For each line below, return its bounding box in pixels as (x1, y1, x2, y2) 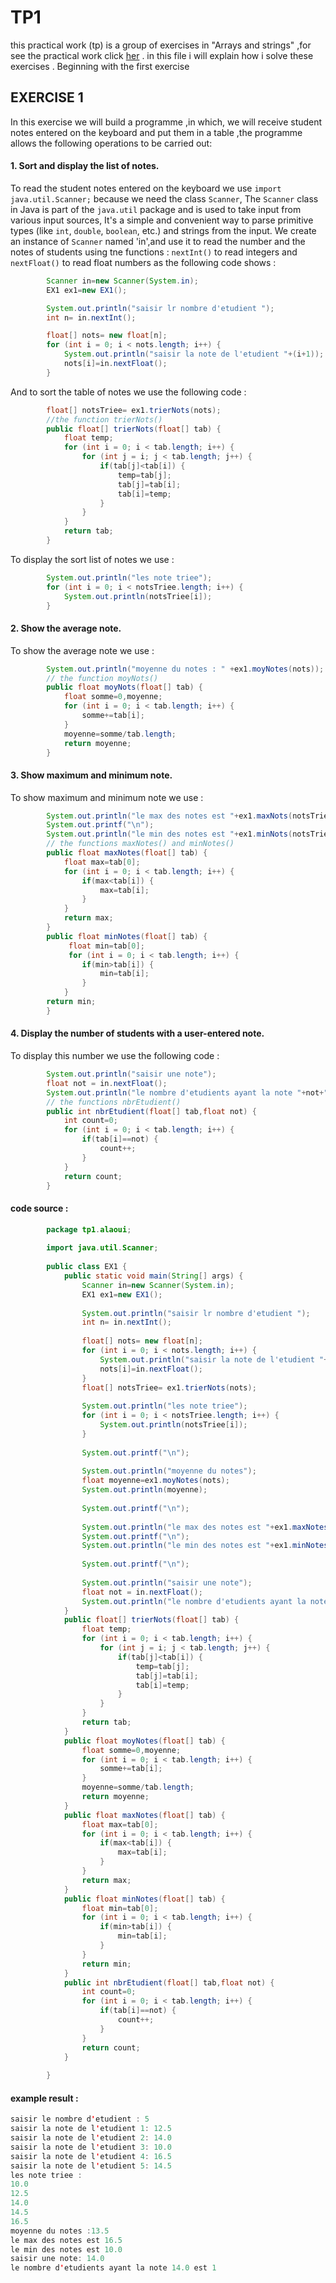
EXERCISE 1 (10, 89, 84, 106)
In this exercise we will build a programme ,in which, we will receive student (10, 116, 323, 128)
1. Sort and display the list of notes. (10, 160, 160, 172)
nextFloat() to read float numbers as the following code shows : (10, 256, 277, 268)
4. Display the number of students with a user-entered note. (10, 1027, 265, 1040)
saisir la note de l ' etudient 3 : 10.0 (10, 2142, 172, 2152)
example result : (10, 2092, 79, 2104)
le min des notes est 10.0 (10, 2244, 123, 2255)
